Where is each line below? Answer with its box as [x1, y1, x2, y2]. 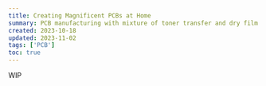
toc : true [8, 49, 41, 57]
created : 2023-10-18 [8, 26, 77, 34]
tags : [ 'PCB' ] [8, 41, 56, 49]
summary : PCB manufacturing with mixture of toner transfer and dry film [8, 19, 259, 27]
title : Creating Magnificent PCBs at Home [8, 11, 151, 20]
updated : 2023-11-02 [8, 33, 77, 42]
